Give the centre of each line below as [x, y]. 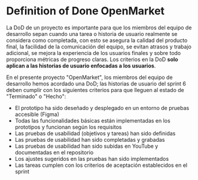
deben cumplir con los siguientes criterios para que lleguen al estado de [95, 90]
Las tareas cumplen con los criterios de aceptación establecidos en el [101, 165]
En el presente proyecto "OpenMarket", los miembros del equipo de [89, 77]
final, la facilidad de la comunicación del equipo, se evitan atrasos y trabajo [99, 47]
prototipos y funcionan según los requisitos [68, 127]
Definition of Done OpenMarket [86, 11]
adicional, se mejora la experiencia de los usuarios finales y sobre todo [94, 53]
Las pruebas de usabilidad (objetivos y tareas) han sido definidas [95, 133]
